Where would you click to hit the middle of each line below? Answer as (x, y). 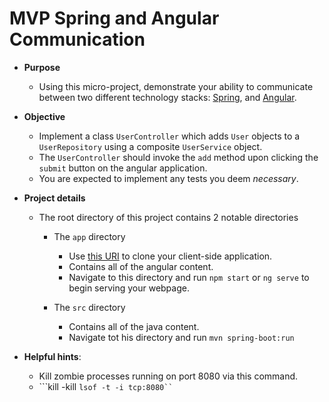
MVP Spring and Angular (114, 18)
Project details (54, 198)
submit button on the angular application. (123, 168)
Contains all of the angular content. (141, 266)
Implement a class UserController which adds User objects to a (169, 136)
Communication (77, 39)
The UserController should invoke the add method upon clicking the (178, 157)
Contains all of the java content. (134, 326)
